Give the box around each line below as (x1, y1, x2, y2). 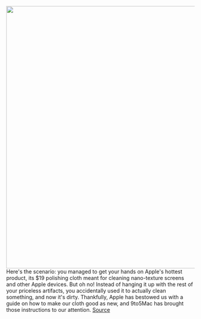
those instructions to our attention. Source (6, 306, 111, 313)
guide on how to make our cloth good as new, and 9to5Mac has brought (6, 300, 184, 307)
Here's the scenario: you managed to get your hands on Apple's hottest (6, 268, 182, 275)
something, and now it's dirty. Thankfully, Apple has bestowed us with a (6, 294, 184, 300)
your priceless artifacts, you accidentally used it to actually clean (6, 287, 166, 294)
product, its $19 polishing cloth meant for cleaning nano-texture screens (6, 275, 184, 281)
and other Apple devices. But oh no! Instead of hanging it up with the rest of (6, 281, 193, 288)
